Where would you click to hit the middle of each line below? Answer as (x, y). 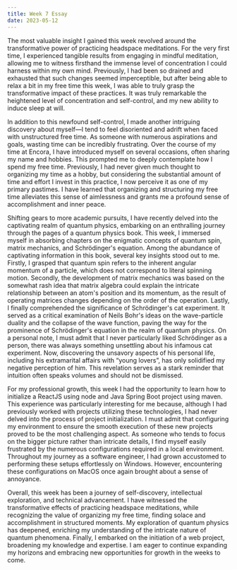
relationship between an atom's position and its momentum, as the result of (117, 293)
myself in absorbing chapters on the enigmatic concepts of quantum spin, (115, 240)
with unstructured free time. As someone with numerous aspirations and (112, 137)
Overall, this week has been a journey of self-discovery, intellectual (105, 492)
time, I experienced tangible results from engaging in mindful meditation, (113, 55)
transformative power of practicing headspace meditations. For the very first (119, 48)
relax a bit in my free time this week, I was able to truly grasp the (101, 85)
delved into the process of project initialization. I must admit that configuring (118, 419)
